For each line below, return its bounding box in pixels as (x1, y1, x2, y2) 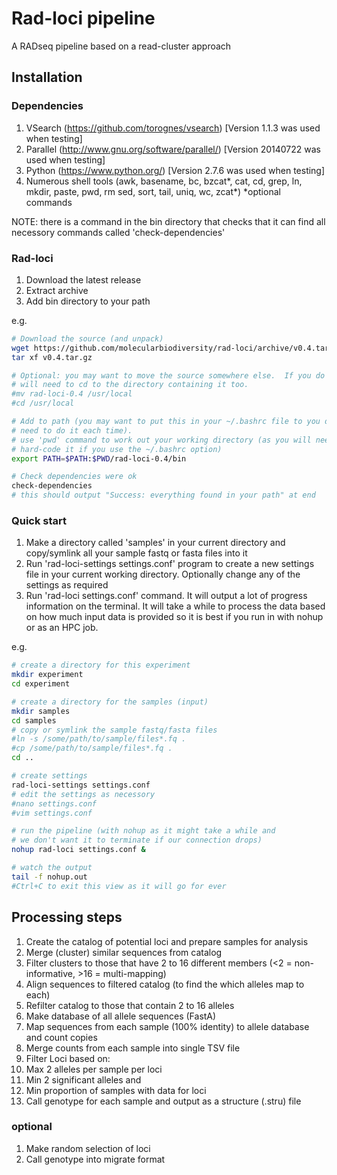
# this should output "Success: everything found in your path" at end (11, 490, 316, 501)
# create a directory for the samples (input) (11, 697, 209, 707)
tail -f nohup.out (11, 872, 88, 882)
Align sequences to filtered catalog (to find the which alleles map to (25, 978, 305, 990)
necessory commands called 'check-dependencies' (11, 226, 226, 238)
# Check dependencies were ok (11, 472, 138, 482)
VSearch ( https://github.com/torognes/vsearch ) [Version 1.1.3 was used (25, 122, 321, 134)
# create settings (11, 771, 88, 781)
